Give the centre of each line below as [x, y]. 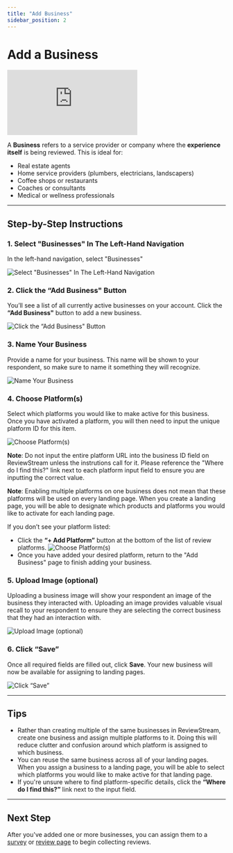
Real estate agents [44, 166]
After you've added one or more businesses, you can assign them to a [107, 835]
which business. [41, 753]
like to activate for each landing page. [61, 513]
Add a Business [53, 55]
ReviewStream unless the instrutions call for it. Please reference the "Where [115, 463]
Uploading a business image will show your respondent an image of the [109, 596]
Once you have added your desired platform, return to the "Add [107, 555]
